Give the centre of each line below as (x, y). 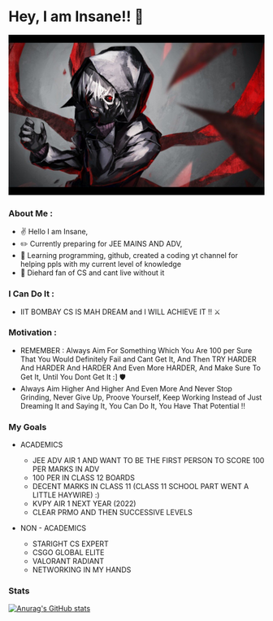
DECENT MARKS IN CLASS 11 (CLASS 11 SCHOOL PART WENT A (141, 487)
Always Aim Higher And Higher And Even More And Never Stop (126, 388)
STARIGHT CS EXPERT (71, 544)
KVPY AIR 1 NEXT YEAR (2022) (84, 504)
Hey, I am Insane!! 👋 (76, 17)
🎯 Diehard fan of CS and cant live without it (92, 273)
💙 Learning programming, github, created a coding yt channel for (129, 256)
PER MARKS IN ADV (66, 469)
